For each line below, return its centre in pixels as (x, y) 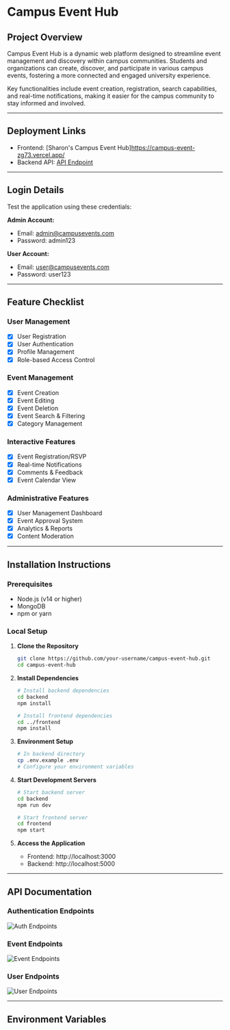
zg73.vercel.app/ (41, 155)
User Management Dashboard (60, 513)
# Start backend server (51, 792)
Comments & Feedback (50, 472)
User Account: (28, 253)
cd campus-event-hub (46, 665)
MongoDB (31, 606)
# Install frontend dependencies (65, 716)
